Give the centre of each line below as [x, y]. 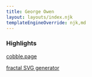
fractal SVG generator [33, 68]
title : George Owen [30, 12]
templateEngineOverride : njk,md [46, 23]
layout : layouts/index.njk [39, 17]
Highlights [21, 43]
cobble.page [22, 56]
